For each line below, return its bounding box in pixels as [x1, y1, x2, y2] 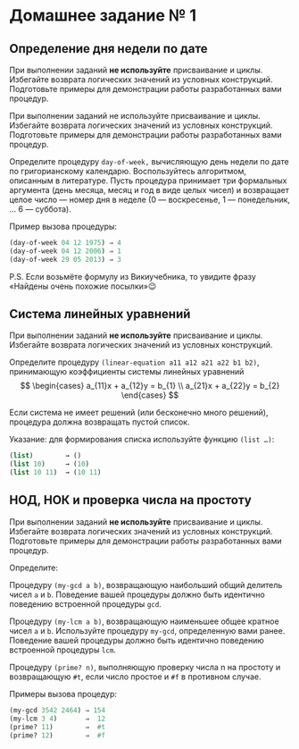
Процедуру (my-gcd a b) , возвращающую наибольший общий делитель [9, 579, 283, 590]
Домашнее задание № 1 [9, 5, 197, 26]
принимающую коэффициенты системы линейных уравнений [9, 366, 245, 377]
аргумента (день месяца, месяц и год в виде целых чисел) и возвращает [9, 185, 290, 195]
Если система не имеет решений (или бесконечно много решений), [9, 408, 269, 418]
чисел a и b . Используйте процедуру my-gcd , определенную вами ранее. [9, 625, 286, 635]
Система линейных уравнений [9, 307, 191, 322]
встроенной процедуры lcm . [9, 644, 116, 655]
